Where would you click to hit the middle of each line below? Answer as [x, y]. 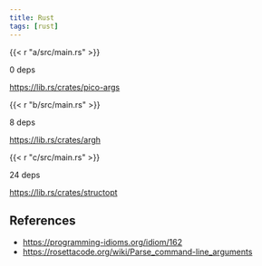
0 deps [23, 70]
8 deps [23, 122]
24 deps [25, 175]
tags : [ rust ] [34, 26]
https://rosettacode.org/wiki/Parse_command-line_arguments [137, 252]
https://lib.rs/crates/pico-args [65, 87]
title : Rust [32, 18]
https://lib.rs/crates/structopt [63, 192]
